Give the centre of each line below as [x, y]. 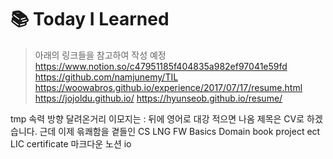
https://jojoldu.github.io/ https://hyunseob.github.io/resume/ [158, 98]
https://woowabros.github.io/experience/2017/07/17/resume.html [168, 87]
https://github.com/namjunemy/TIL [106, 77]
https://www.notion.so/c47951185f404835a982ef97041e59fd [161, 66]
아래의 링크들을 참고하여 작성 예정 [100, 55]
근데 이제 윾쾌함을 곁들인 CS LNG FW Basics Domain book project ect [180, 131]
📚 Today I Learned [90, 19]
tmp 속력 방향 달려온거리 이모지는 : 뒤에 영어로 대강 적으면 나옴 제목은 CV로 [157, 118]
